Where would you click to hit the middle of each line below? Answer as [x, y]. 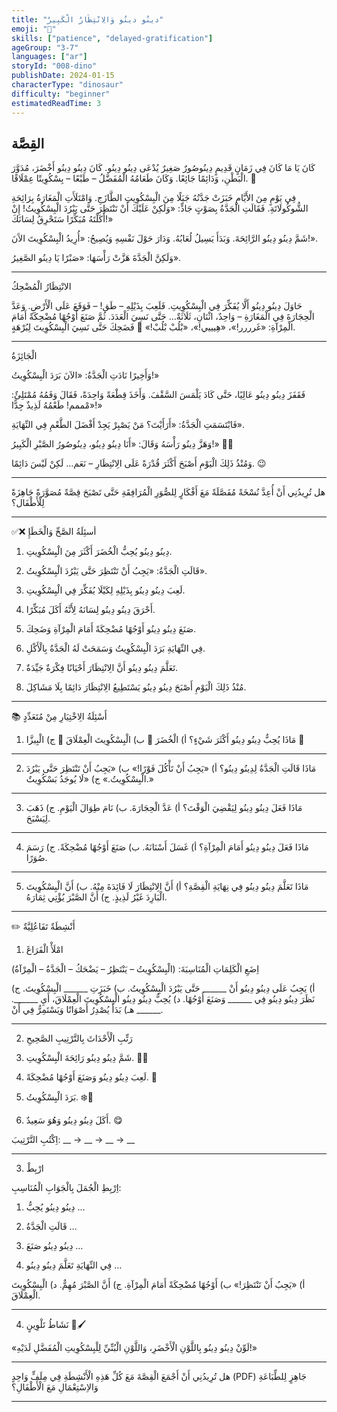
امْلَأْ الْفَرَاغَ [44, 950]
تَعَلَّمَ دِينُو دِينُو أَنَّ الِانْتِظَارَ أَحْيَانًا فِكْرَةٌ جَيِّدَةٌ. [102, 668]
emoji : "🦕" [34, 29]
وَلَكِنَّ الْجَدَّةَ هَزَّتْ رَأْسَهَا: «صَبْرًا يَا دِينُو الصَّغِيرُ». [96, 258]
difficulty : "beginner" [61, 94]
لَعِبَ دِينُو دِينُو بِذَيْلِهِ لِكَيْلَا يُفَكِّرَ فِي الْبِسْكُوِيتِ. [105, 590]
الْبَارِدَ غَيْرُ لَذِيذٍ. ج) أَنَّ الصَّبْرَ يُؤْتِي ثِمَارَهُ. [96, 897]
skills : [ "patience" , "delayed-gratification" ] [112, 38]
